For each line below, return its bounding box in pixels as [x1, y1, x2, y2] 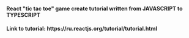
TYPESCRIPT [6, 11, 41, 18]
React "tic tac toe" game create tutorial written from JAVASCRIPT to [6, 5, 183, 12]
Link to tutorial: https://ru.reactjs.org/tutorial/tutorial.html [6, 25, 158, 33]
